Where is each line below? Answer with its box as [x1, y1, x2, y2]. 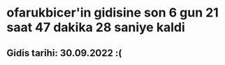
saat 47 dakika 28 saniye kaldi [6, 19, 186, 35]
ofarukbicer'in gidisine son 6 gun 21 [6, 5, 219, 21]
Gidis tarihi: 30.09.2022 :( [6, 47, 122, 59]
